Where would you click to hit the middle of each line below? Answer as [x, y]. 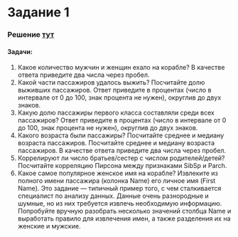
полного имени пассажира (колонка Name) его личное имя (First [117, 181]
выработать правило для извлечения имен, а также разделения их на [124, 218]
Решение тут [31, 35]
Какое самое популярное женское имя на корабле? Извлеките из [118, 173]
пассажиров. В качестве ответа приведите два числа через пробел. [121, 151]
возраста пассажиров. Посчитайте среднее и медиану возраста [116, 143]
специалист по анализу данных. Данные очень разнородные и [113, 196]
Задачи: [20, 51]
